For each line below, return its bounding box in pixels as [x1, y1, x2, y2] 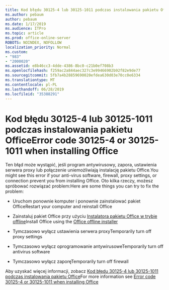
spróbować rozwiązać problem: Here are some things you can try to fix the [5, 183, 159, 189]
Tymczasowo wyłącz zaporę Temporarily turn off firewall [12, 258, 129, 264]
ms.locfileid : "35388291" [5, 91, 59, 96]
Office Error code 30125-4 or [5, 134, 127, 146]
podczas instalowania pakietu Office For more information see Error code [5, 273, 156, 279]
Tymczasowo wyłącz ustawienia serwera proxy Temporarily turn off [12, 228, 152, 234]
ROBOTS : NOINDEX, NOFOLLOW [5, 40, 62, 45]
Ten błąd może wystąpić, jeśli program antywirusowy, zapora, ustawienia [5, 162, 157, 168]
